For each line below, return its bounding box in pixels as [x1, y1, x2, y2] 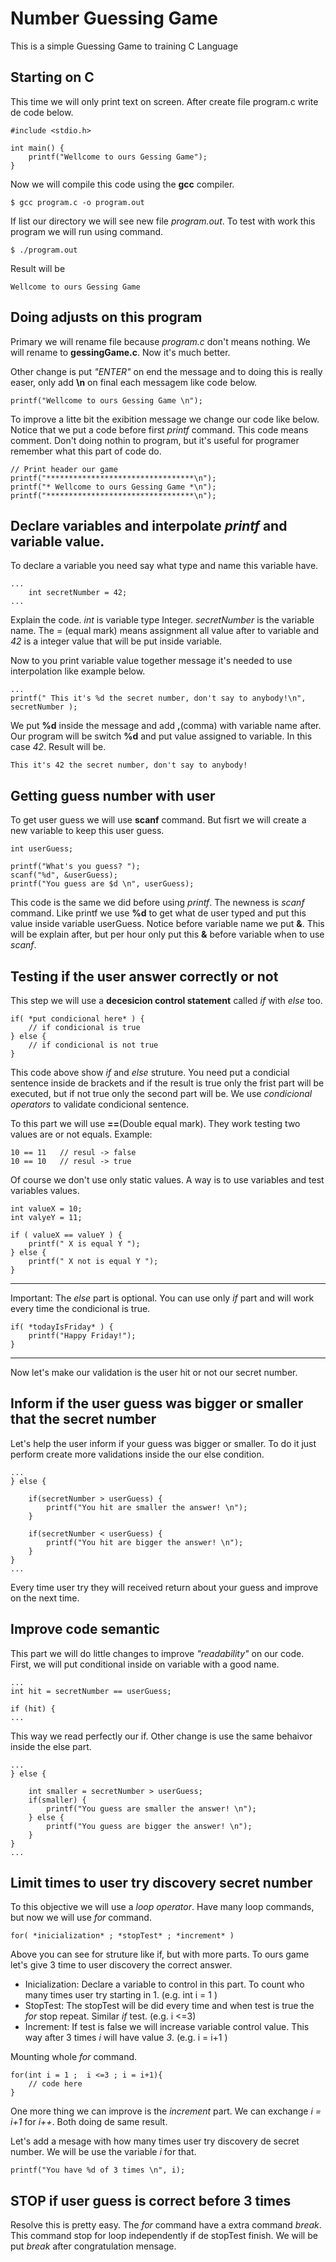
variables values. [10, 1185, 80, 1196]
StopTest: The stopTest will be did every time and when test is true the [24, 2000, 315, 2012]
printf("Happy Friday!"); [28, 1331, 137, 1341]
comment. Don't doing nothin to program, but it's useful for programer [10, 434, 300, 446]
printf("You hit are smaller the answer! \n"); [46, 1502, 248, 1512]
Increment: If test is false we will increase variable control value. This [24, 2021, 310, 2033]
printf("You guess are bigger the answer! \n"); [46, 1821, 253, 1831]
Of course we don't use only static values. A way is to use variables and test [10, 1174, 325, 1186]
